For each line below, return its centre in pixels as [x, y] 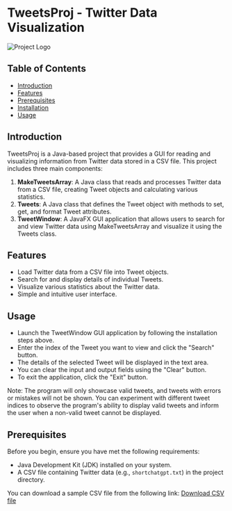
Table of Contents [47, 68]
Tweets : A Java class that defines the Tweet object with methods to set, [121, 204]
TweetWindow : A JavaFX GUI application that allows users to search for [121, 219]
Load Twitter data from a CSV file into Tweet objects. [93, 272]
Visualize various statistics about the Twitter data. [88, 287]
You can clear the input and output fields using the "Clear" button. [112, 370]
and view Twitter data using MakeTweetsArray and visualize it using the [119, 226]
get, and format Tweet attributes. [64, 211]
